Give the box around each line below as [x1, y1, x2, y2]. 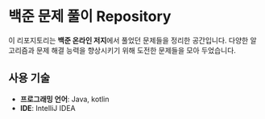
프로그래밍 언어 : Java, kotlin [19, 94, 110, 104]
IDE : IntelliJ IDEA [19, 103, 76, 113]
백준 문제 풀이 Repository [8, 7, 172, 26]
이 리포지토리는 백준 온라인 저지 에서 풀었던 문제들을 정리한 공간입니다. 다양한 [8, 35, 249, 45]
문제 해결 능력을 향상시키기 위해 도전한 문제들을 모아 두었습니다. [35, 45, 236, 55]
